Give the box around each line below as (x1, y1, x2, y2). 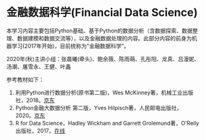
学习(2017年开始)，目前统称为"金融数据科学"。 (11, 42, 130, 50)
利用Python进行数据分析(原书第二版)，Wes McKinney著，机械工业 (15, 89, 183, 96)
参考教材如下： (6, 76, 44, 83)
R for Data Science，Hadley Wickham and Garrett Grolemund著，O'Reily (15, 119, 199, 127)
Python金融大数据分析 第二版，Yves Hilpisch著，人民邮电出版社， (15, 104, 182, 111)
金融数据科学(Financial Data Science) (6, 6, 198, 20)
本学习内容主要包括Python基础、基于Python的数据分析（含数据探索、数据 (6, 27, 193, 34)
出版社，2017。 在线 (15, 127, 66, 134)
